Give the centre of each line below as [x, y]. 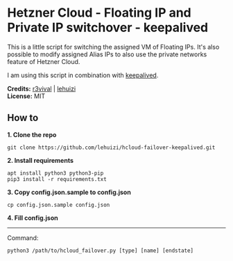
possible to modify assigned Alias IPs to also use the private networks [107, 54]
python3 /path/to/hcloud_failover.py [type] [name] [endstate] [101, 251]
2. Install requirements [41, 160]
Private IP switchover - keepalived [108, 27]
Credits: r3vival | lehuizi [42, 88]
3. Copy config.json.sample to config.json [69, 192]
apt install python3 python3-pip [55, 173]
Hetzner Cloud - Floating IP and [100, 13]
